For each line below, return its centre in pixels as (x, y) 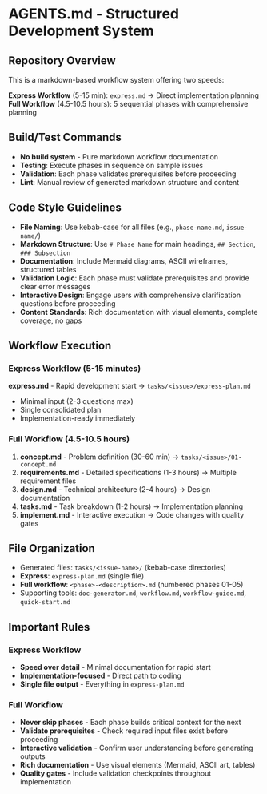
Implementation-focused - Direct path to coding (101, 676)
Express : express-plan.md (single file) (82, 576)
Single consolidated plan (60, 410)
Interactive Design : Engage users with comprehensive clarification (130, 295)
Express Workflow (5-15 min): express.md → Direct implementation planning (134, 95)
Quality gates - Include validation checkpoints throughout (116, 773)
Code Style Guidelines (65, 208)
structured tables (48, 269)
